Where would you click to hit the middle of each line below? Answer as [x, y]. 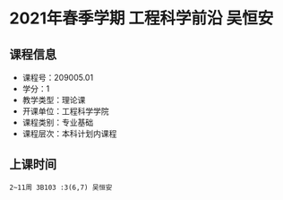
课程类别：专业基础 [58, 122]
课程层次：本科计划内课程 [69, 134]
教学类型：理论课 [54, 100]
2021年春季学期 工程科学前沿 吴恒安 [141, 18]
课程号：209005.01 [58, 78]
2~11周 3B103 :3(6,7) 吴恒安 [61, 187]
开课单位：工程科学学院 [65, 111]
